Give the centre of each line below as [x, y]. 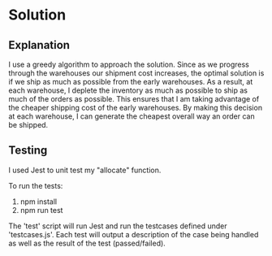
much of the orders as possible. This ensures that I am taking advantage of [134, 99]
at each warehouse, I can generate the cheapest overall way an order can [132, 116]
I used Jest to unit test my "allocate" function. [85, 170]
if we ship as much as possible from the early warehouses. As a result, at [131, 82]
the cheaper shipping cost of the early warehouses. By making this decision [135, 108]
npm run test [41, 210]
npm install [39, 202]
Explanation [39, 45]
